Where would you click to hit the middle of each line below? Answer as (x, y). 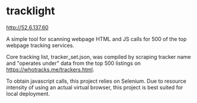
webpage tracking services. (40, 45)
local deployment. (28, 93)
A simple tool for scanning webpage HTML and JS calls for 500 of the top (96, 39)
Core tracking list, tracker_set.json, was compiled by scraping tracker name (99, 57)
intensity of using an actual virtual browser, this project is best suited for (95, 87)
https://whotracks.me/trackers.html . (50, 69)
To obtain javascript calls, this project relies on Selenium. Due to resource (96, 81)
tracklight (31, 11)
